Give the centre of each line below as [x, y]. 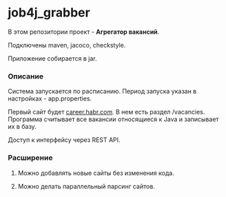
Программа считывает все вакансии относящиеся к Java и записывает [113, 119]
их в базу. [22, 127]
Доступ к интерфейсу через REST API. [64, 140]
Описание [26, 76]
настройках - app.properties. [50, 98]
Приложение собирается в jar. [52, 58]
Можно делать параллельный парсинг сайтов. [86, 186]
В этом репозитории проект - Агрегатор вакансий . [84, 32]
